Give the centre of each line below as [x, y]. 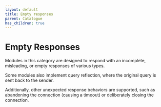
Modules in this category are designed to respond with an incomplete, [75, 61]
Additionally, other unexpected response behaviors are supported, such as [80, 90]
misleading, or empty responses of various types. [55, 66]
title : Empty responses [29, 14]
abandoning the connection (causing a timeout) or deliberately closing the [80, 95]
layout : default [21, 9]
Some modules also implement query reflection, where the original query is [80, 75]
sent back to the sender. [30, 80]
